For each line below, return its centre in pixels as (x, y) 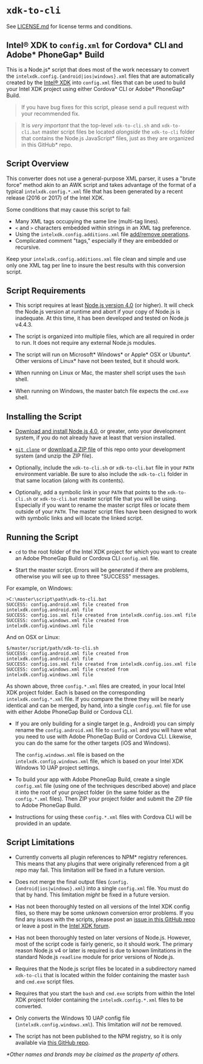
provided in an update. (43, 823)
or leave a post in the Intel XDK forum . (62, 926)
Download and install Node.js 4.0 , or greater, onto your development (100, 431)
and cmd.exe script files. (45, 981)
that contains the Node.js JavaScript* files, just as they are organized (108, 138)
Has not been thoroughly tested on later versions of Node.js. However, (103, 937)
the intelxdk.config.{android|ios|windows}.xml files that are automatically (100, 76)
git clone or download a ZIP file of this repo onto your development (100, 449)
